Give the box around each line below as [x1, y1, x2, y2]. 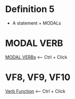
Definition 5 [5, 3, 55, 15]
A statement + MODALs [12, 20, 61, 26]
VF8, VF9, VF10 [5, 71, 71, 83]
